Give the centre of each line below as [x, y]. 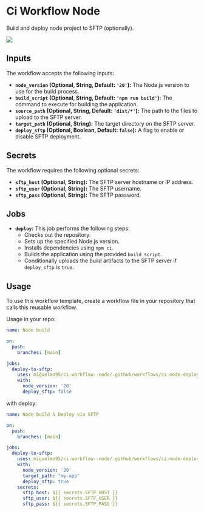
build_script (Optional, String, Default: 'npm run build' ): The [94, 98]
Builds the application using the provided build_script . [93, 254]
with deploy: [22, 403]
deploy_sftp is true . [49, 267]
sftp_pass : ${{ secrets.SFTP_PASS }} [70, 504]
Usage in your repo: [31, 319]
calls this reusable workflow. [42, 307]
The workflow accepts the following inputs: [60, 73]
